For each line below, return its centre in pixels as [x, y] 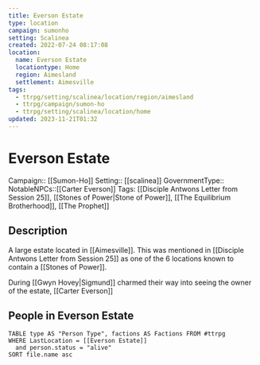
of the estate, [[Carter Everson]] [61, 290]
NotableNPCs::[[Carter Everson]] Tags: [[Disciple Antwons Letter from [123, 188]
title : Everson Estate [46, 16]
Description [38, 231]
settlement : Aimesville [54, 82]
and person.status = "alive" [64, 348]
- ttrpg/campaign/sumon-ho [60, 104]
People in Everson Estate [71, 316]
